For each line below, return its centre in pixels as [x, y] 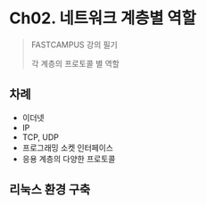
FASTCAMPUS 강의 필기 [74, 45]
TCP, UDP [41, 137]
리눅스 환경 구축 [50, 189]
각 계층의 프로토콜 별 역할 [75, 63]
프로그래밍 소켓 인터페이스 [68, 147]
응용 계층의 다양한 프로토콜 [69, 159]
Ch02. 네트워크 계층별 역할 [103, 18]
